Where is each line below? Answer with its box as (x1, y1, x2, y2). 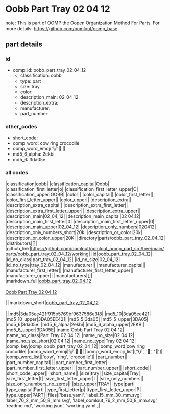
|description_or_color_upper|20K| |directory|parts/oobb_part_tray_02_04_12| (5, 235, 165, 241)
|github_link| (5, 246, 32, 252)
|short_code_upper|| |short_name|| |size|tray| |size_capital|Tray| (5, 370, 140, 376)
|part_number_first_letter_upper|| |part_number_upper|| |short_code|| (5, 365, 152, 371)
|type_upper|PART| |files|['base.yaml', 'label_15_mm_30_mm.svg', (5, 392, 142, 398)
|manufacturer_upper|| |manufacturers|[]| (5, 273, 93, 279)
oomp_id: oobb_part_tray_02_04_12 (12, 67, 86, 73)
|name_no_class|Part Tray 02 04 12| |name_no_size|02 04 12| (5, 332, 134, 339)
